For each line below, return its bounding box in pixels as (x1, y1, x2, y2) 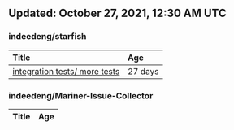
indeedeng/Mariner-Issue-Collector (8, 89, 154, 101)
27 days (127, 65, 159, 76)
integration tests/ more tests (12, 65, 120, 76)
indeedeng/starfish (8, 31, 87, 42)
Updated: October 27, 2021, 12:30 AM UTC (8, 6, 227, 20)
